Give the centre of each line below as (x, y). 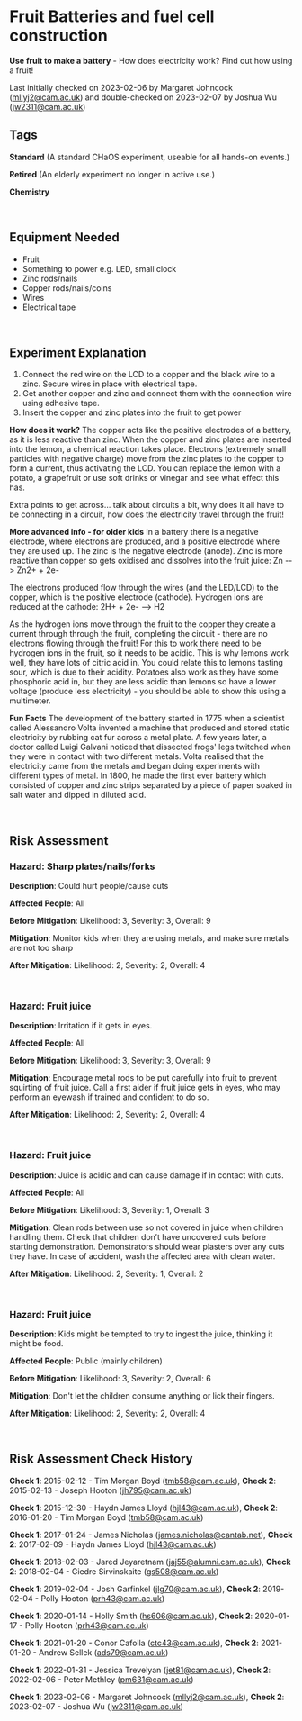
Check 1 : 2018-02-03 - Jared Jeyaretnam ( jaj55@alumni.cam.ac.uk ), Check (150, 1562)
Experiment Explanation (78, 353)
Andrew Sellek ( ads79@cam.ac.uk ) (104, 1652)
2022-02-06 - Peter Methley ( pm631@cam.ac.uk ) (102, 1679)
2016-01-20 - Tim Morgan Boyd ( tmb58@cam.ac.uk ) (107, 1517)
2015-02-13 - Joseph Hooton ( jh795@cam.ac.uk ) (100, 1490)
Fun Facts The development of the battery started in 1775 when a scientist (147, 719)
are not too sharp (41, 948)
